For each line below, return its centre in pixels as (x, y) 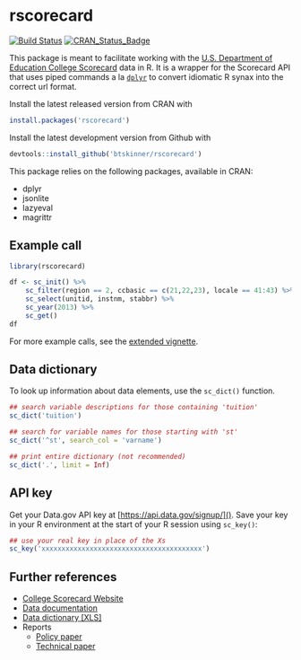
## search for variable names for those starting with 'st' (124, 432)
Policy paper (59, 637)
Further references (63, 577)
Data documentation (60, 608)
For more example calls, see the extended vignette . (104, 341)
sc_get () (42, 315)
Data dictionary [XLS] (62, 618)
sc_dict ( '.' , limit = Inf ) (60, 465)
